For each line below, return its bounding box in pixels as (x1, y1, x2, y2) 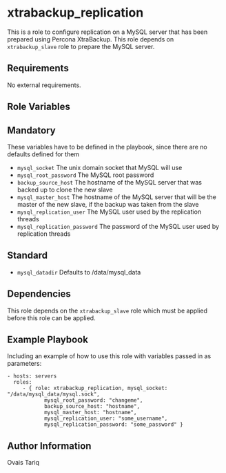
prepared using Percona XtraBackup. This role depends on (7, 35, 174, 43)
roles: (13, 379, 32, 386)
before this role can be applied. (7, 313, 96, 322)
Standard (7, 250, 48, 261)
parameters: (7, 360, 42, 368)
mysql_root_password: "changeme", (43, 397, 143, 404)
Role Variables (7, 101, 70, 113)
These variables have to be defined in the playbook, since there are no (7, 142, 208, 151)
